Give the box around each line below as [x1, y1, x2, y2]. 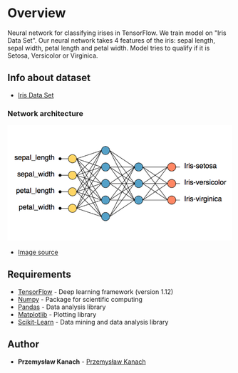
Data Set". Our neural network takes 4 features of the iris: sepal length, [7, 36, 216, 44]
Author [7, 338, 39, 350]
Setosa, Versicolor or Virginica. [7, 51, 98, 60]
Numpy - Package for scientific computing [17, 295, 143, 303]
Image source [17, 248, 58, 256]
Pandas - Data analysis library [17, 303, 106, 311]
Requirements [7, 268, 71, 280]
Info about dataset [7, 72, 91, 84]
